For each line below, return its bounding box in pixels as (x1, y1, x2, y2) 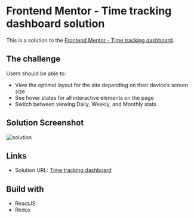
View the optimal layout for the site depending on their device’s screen (14, 81, 189, 88)
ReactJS (14, 200, 36, 207)
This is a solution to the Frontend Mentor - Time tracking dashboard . (6, 36, 174, 44)
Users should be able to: (6, 70, 67, 77)
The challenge (6, 54, 61, 64)
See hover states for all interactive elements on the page (14, 94, 154, 101)
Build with (6, 184, 44, 194)
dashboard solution (6, 17, 105, 30)
